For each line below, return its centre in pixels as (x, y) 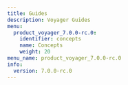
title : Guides (28, 13)
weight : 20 (35, 52)
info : (15, 64)
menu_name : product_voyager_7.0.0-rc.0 (64, 58)
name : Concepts (41, 45)
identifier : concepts (50, 39)
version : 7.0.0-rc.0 (43, 71)
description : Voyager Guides (49, 20)
